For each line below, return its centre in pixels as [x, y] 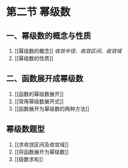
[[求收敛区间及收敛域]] [42, 144]
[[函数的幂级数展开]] [39, 94]
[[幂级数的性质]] [34, 58]
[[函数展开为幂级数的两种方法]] [52, 108]
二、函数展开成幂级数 [45, 79]
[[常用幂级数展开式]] [39, 101]
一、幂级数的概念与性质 [48, 36]
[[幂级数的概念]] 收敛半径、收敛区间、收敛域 [68, 51]
